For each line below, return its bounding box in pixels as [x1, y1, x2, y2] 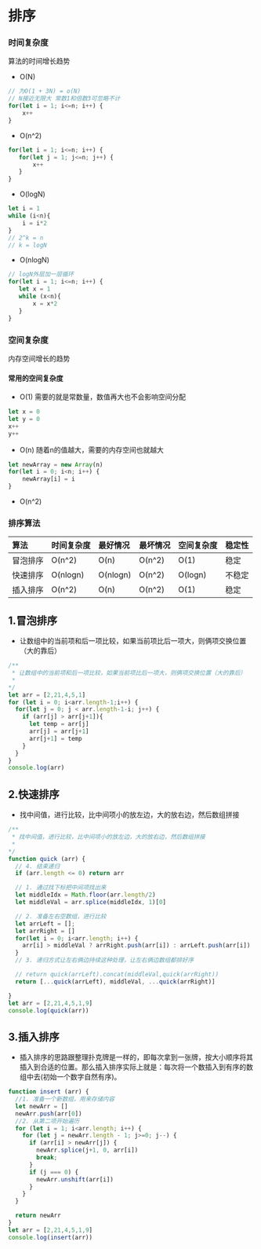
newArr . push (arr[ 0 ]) [15, 1109, 82, 1118]
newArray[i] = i [22, 475, 76, 483]
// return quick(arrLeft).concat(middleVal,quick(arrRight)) [15, 971, 219, 979]
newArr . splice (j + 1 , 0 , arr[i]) [36, 1146, 139, 1155]
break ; [36, 1154, 58, 1162]
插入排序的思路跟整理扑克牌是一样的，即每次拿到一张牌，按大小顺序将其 [19, 1053, 253, 1062]
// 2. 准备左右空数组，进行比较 [15, 912, 107, 920]
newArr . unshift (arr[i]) [36, 1175, 114, 1183]
